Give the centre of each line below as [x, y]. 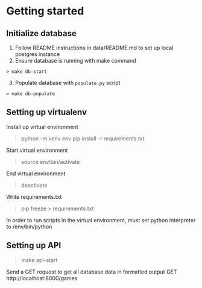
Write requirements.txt [34, 196]
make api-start [39, 260]
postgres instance [37, 54]
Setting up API [34, 246]
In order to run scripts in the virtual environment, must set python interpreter [101, 220]
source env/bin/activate [50, 161]
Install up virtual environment [42, 127]
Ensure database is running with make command [76, 61]
